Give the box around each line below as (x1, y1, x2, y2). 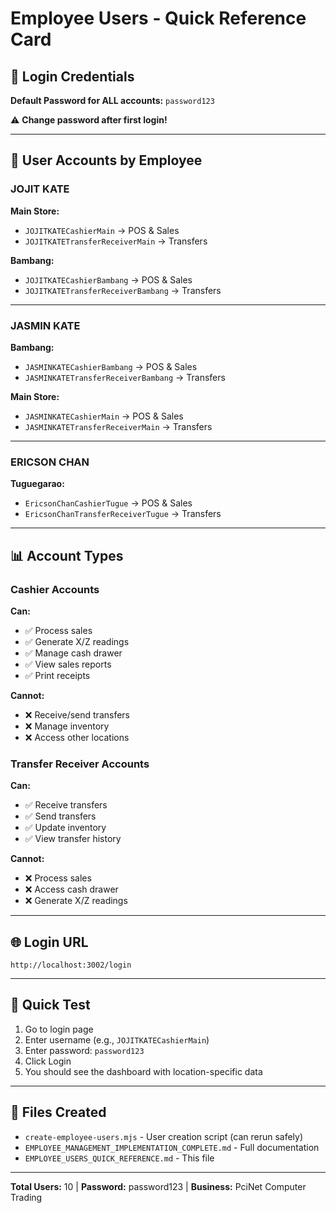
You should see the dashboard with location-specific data (24, 1065, 263, 1077)
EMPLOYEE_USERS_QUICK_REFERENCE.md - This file (24, 1152, 215, 1164)
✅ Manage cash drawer (24, 647, 123, 659)
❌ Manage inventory (24, 720, 110, 732)
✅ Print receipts (24, 669, 91, 681)
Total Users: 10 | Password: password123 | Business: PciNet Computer (10, 1180, 307, 1192)
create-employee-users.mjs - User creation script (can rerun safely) (24, 1130, 304, 1142)
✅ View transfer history (24, 833, 122, 845)
